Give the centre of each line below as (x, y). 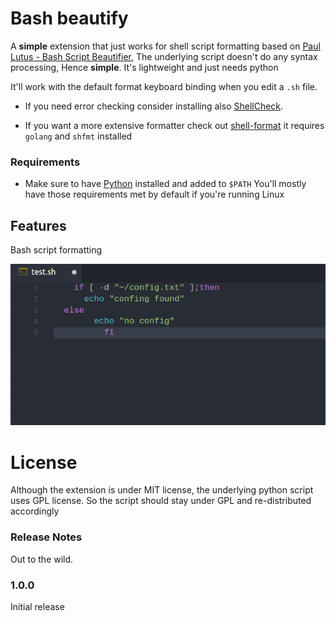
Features (38, 225)
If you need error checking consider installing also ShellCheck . (154, 106)
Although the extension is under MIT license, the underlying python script (162, 490)
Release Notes (46, 537)
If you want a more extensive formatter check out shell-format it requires (174, 125)
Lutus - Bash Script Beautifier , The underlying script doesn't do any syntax (164, 56)
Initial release (37, 606)
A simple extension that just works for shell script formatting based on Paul (165, 46)
